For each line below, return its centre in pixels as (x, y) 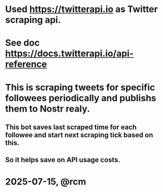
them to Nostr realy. (48, 109)
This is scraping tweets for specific (80, 87)
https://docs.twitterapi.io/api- (69, 54)
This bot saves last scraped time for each (71, 127)
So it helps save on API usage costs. (63, 160)
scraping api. (33, 20)
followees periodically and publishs (81, 98)
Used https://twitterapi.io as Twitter (81, 9)
